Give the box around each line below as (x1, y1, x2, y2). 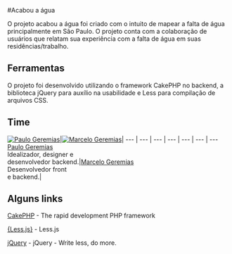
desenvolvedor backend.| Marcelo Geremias (7, 158, 134, 166)
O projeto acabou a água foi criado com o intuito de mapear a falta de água (7, 20, 225, 27)
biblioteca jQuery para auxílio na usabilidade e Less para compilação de (7, 88, 216, 97)
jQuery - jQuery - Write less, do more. (7, 239, 117, 247)
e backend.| (7, 172, 42, 181)
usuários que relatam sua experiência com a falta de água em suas (7, 34, 202, 43)
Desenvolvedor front (7, 165, 67, 173)
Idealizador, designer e (7, 150, 74, 158)
